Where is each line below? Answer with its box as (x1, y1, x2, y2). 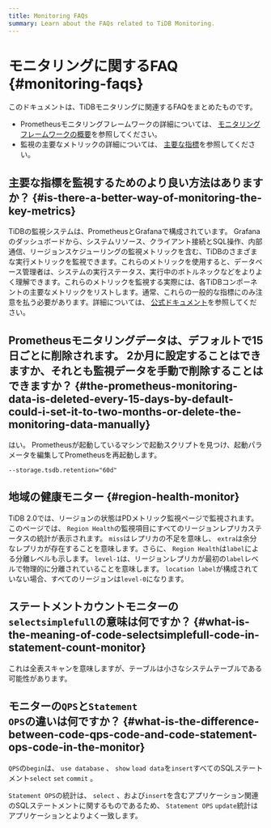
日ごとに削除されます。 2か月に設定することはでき (8, 349, 261, 363)
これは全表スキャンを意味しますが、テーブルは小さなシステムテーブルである (8, 663, 263, 673)
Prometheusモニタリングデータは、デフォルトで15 (8, 333, 264, 347)
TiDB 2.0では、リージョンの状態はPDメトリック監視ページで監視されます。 (8, 513, 259, 523)
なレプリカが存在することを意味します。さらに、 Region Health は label (8, 543, 245, 553)
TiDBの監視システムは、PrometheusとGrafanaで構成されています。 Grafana (8, 227, 260, 236)
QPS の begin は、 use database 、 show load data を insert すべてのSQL (8, 762, 235, 773)
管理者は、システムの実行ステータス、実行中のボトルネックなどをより (22, 267, 256, 277)
